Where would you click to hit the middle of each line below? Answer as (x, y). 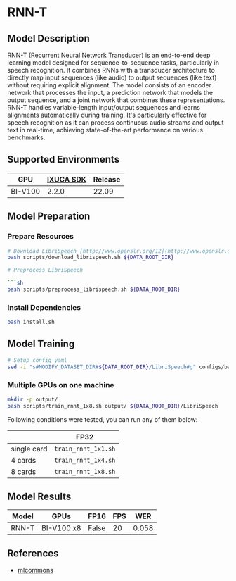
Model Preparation (49, 217)
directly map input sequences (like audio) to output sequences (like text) (112, 77)
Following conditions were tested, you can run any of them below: (103, 419)
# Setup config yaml (38, 360)
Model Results (39, 497)
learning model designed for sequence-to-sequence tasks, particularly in (113, 63)
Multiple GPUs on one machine (61, 385)
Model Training (41, 344)
